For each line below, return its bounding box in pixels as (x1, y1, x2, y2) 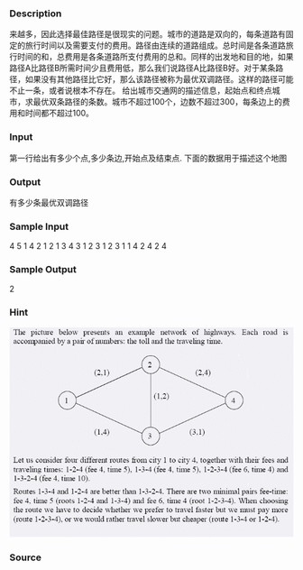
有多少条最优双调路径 (9, 197, 88, 207)
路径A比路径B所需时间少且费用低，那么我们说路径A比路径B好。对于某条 (9, 62, 276, 74)
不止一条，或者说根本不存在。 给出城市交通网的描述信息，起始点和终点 (9, 85, 272, 97)
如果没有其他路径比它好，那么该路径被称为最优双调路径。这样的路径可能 (24, 74, 294, 85)
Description (9, 7, 62, 20)
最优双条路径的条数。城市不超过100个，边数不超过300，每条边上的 (32, 97, 282, 107)
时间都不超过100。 (24, 107, 95, 119)
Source (9, 551, 42, 564)
